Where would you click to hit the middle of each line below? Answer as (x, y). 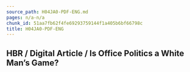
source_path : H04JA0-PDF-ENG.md (47, 12)
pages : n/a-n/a (26, 18)
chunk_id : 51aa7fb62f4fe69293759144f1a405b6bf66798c (75, 23)
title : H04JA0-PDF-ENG (35, 29)
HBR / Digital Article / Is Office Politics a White (95, 53)
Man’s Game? (33, 63)
